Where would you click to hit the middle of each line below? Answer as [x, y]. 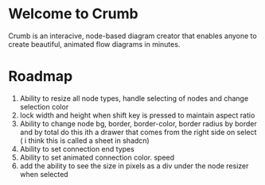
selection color [44, 106]
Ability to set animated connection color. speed [97, 157]
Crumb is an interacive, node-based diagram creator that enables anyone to [132, 36]
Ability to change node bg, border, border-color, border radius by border [138, 123]
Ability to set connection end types [77, 148]
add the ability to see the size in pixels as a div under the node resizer [134, 166]
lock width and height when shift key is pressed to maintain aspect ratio [137, 115]
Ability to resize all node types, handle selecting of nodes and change [134, 98]
